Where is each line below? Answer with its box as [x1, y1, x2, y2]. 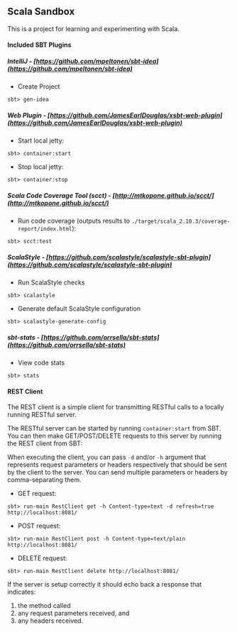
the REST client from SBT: [7, 439, 83, 448]
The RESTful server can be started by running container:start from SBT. [7, 424, 221, 433]
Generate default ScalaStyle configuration [17, 304, 140, 313]
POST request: [17, 521, 61, 531]
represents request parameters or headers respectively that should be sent [7, 460, 227, 469]
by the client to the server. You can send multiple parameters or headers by [7, 468, 228, 477]
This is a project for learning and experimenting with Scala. [7, 24, 180, 33]
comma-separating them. [7, 475, 82, 484]
